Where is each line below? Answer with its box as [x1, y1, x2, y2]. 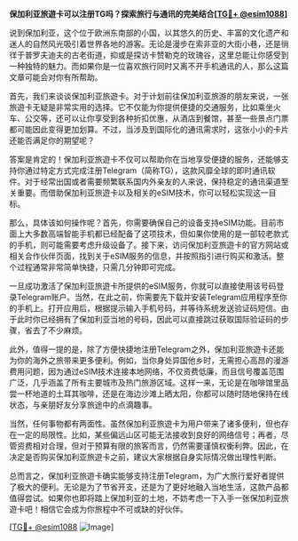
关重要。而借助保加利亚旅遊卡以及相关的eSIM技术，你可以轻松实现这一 [9, 187, 269, 198]
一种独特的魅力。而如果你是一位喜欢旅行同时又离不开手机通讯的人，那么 [9, 61, 273, 71]
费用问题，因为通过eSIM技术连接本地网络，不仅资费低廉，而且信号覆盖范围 [9, 366, 285, 377]
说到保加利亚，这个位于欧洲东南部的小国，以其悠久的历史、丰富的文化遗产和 [9, 28, 289, 38]
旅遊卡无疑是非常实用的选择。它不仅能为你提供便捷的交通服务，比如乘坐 [9, 102, 273, 112]
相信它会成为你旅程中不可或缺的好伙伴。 [39, 504, 188, 514]
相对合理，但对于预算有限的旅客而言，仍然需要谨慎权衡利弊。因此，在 [32, 441, 289, 451]
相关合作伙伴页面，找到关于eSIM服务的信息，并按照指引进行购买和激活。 [9, 251, 277, 261]
